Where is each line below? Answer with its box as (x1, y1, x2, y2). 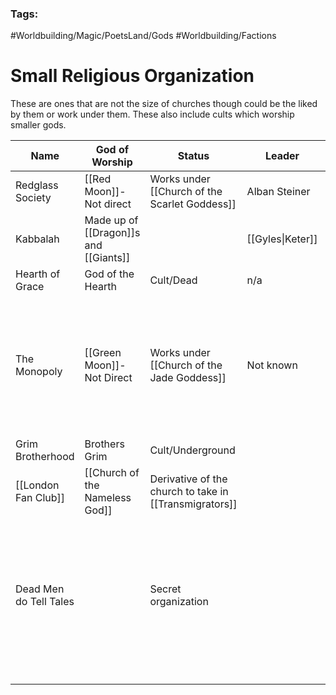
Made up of (84, 213, 139, 227)
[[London (15, 478, 60, 492)
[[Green (84, 346, 122, 360)
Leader (264, 149, 300, 163)
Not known (246, 358, 298, 372)
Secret (149, 582, 182, 596)
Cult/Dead (149, 273, 198, 287)
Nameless (84, 491, 132, 505)
